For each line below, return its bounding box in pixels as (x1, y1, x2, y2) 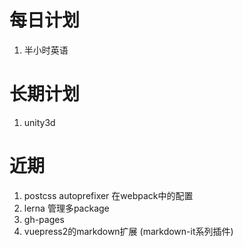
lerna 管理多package (23, 202, 110, 214)
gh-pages (23, 213, 65, 225)
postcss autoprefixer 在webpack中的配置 (23, 189, 194, 201)
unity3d (23, 116, 56, 128)
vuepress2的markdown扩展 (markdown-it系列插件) (23, 225, 234, 237)
